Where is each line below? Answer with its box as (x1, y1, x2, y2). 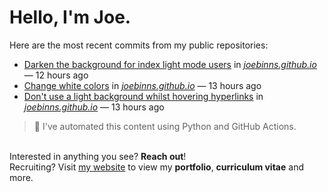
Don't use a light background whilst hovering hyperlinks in (23, 90, 264, 102)
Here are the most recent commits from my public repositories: (9, 39, 269, 51)
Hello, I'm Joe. (9, 6, 132, 29)
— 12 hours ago (23, 69, 89, 81)
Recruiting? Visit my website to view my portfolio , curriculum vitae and (9, 161, 304, 173)
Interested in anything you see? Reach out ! (9, 150, 187, 162)
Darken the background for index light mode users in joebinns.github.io (23, 58, 317, 70)
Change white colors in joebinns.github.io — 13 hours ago (23, 79, 262, 91)
